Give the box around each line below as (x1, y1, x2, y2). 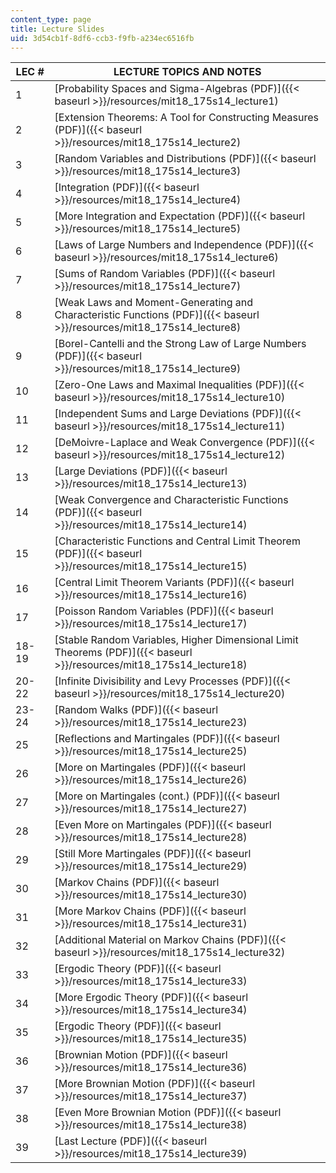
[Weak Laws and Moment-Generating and (54, 296, 254, 310)
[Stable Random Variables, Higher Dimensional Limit (54, 633, 299, 647)
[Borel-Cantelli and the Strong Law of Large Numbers (54, 337, 307, 351)
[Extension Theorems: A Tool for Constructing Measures (54, 111, 319, 125)
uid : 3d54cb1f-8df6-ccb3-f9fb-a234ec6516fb (10, 33, 195, 43)
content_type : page (10, 14, 92, 25)
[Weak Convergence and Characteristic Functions (54, 493, 289, 507)
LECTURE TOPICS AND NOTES (113, 65, 262, 79)
